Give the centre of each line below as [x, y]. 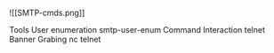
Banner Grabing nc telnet [55, 39]
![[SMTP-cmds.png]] [47, 13]
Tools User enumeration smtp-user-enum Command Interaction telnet [137, 30]
